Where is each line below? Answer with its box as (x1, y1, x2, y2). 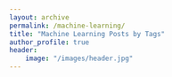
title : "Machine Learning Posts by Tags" (9, 29, 166, 38)
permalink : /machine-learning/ (9, 21, 126, 30)
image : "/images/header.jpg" (25, 54, 134, 63)
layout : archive (9, 12, 70, 22)
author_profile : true (9, 37, 90, 47)
